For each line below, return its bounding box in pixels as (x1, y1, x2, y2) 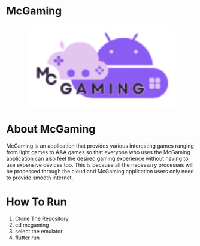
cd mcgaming (14, 221, 49, 229)
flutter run (14, 234, 40, 241)
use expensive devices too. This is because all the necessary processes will (6, 161, 194, 169)
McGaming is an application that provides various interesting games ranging (6, 142, 195, 149)
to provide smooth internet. (6, 174, 74, 181)
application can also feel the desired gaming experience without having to (6, 155, 189, 162)
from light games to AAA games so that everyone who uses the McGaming (6, 148, 190, 155)
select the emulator (14, 227, 63, 235)
